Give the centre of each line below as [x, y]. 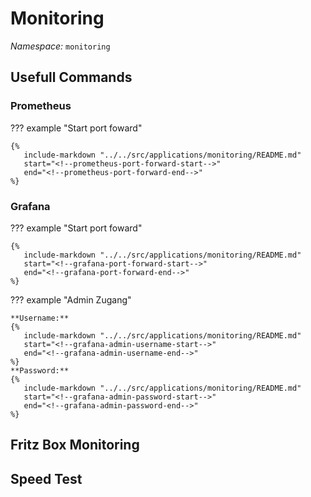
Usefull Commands [71, 77]
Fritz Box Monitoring [75, 445]
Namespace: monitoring [60, 46]
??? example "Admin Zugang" [71, 299]
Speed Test [46, 478]
